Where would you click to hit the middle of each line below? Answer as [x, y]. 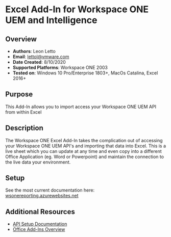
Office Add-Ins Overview [39, 229]
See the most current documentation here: [50, 190]
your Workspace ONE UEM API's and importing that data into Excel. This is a [86, 146]
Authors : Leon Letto [34, 51]
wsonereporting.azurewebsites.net [42, 196]
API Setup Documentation [40, 224]
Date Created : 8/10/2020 [39, 62]
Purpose [19, 95]
